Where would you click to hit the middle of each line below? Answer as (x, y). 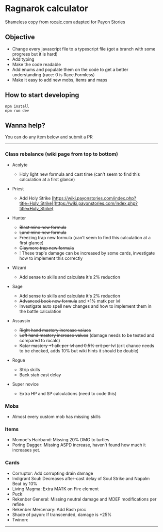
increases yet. (26, 450)
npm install (17, 106)
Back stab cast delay (40, 375)
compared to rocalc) (40, 340)
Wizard (19, 267)
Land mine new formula (43, 232)
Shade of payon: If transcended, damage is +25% (62, 515)
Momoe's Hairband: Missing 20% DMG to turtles (61, 440)
